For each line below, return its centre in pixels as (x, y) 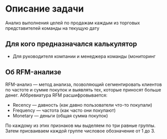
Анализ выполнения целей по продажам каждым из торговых (73, 23)
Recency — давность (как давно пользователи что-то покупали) (82, 105)
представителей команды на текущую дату (53, 28)
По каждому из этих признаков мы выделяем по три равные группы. (80, 125)
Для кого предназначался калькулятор (71, 44)
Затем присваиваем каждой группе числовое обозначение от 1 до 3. (80, 131)
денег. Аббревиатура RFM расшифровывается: (56, 95)
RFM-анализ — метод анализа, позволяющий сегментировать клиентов (84, 84)
